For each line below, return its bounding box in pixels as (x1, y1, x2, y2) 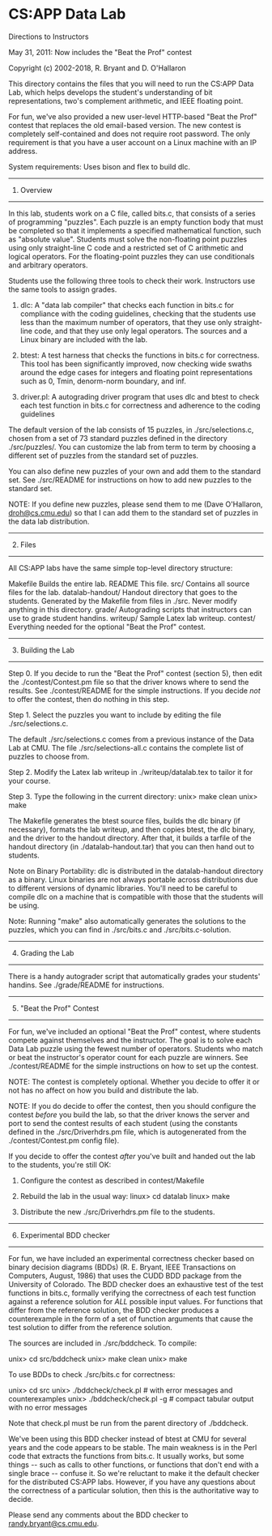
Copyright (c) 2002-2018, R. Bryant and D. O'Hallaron (8, 62, 186, 73)
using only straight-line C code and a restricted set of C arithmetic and (8, 242, 244, 252)
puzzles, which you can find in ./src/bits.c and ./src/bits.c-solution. (8, 925, 232, 935)
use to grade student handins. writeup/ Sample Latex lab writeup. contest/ (8, 613, 256, 623)
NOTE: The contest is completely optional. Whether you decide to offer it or (8, 1076, 261, 1086)
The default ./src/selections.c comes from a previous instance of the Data (8, 734, 255, 744)
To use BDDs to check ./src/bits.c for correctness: (8, 1369, 176, 1379)
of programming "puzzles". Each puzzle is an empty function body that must (8, 216, 264, 227)
